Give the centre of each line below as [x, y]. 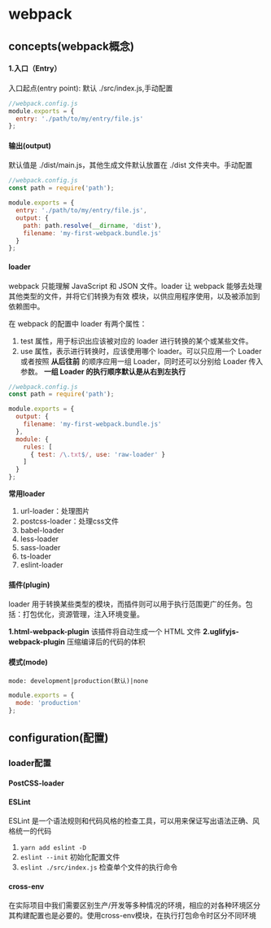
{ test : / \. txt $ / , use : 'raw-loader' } [97, 454]
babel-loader [42, 531]
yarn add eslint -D [53, 848]
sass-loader [40, 548]
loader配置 [30, 764]
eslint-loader [42, 565]
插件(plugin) [29, 584]
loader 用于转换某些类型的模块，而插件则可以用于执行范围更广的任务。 [127, 604]
